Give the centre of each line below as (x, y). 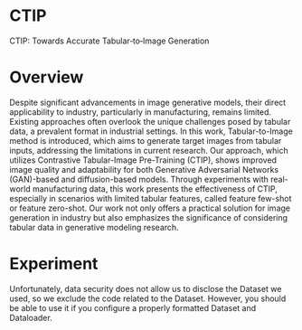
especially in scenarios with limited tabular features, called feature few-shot (151, 198)
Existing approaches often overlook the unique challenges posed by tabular (150, 121)
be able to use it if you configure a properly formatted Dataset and (133, 307)
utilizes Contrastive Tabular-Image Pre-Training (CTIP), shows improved (143, 160)
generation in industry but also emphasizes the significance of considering (148, 217)
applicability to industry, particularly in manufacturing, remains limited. (141, 112)
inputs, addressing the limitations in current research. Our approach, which (149, 150)
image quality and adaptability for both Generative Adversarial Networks (144, 169)
